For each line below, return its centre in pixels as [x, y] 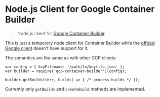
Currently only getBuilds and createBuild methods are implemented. [75, 89]
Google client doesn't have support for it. [47, 48]
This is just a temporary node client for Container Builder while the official [80, 43]
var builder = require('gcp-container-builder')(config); [66, 71]
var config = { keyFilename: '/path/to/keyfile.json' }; [65, 67]
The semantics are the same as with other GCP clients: [61, 57]
